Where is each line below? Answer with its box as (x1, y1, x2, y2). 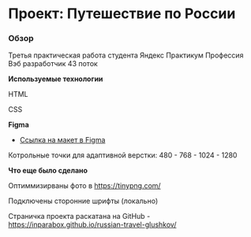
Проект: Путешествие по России (8, 5, 236, 23)
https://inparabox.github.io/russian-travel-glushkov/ (8, 220, 177, 229)
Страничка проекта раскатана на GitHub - (8, 212, 151, 221)
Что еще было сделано (8, 166, 88, 176)
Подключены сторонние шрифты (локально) (8, 196, 159, 206)
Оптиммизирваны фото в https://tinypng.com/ (8, 181, 161, 191)
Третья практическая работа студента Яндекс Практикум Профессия (8, 50, 244, 60)
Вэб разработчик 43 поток (8, 59, 99, 69)
